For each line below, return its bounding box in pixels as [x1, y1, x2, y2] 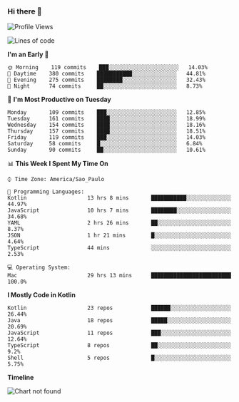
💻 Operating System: [7, 264, 71, 272]
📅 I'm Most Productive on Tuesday [7, 96, 112, 104]
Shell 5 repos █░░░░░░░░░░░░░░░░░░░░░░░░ [7, 354, 232, 362]
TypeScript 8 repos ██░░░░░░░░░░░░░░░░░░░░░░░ [7, 342, 232, 349]
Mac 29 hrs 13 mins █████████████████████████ [7, 272, 232, 279]
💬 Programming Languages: [7, 188, 84, 195]
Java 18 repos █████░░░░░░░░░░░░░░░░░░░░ [7, 317, 232, 324]
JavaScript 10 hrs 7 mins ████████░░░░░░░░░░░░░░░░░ [7, 207, 232, 215]
